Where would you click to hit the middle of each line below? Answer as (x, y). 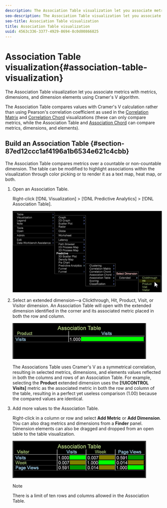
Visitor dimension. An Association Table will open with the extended (82, 305)
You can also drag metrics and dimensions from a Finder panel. (78, 423)
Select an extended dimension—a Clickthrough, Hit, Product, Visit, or (83, 300)
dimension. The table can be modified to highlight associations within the (80, 169)
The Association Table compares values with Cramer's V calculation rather (82, 107)
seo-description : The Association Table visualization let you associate (83, 16)
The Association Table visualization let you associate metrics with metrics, (81, 92)
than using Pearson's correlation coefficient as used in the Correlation (77, 112)
